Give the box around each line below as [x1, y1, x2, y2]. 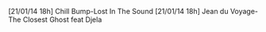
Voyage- [229, 7, 259, 16]
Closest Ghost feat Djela [22, 15, 102, 24]
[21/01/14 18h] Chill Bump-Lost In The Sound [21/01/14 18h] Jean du [8, 7, 229, 16]
